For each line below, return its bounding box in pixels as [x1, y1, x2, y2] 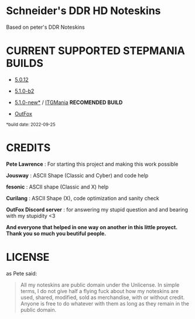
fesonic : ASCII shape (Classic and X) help [6, 183, 109, 190]
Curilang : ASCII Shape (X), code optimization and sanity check [6, 194, 160, 202]
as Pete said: [6, 270, 37, 277]
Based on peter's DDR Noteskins [6, 23, 85, 31]
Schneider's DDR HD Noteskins [6, 4, 161, 18]
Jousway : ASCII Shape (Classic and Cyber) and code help [6, 172, 149, 179]
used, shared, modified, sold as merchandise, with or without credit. [20, 294, 185, 301]
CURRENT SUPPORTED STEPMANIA [6, 44, 186, 58]
